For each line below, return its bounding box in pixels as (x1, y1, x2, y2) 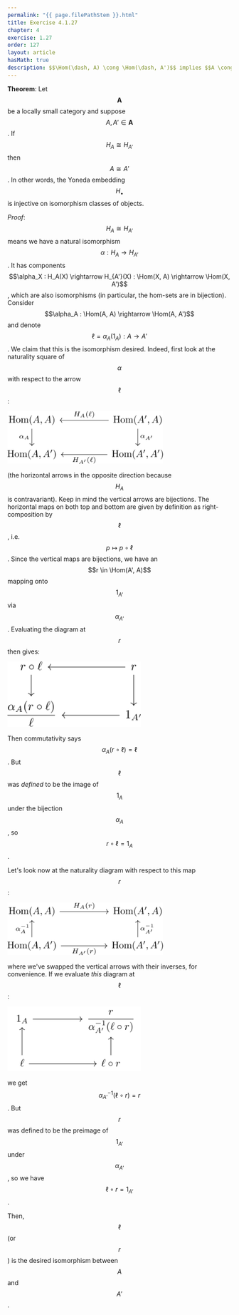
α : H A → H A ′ (100, 248, 139, 258)
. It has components (7, 261, 66, 269)
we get (7, 1078, 28, 1087)
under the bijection (7, 804, 63, 813)
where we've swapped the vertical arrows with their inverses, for (7, 962, 198, 971)
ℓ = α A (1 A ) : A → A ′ (91, 331, 148, 342)
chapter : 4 (7, 26, 40, 33)
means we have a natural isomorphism (7, 237, 121, 246)
